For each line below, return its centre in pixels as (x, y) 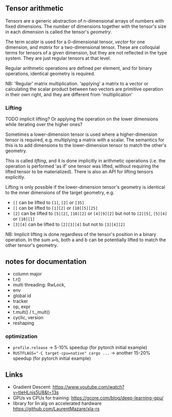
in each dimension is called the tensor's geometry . (59, 32)
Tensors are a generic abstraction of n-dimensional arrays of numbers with (85, 21)
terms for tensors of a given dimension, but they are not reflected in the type (86, 52)
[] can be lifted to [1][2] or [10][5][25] (55, 208)
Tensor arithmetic (34, 8)
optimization (21, 336)
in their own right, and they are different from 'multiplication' (69, 94)
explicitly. (15, 177)
